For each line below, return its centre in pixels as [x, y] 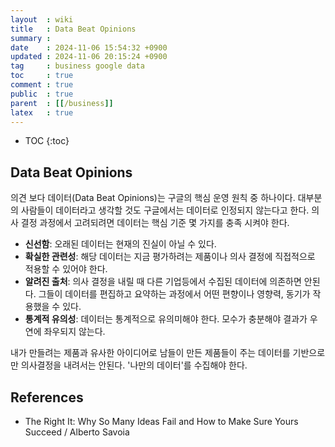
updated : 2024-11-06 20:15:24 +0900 [89, 57]
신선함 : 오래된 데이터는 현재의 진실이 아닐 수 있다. [120, 244]
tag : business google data [77, 66]
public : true [42, 94]
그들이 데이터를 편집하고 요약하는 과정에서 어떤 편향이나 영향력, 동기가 [174, 294]
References [47, 397]
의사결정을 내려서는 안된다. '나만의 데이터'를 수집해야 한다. [134, 365]
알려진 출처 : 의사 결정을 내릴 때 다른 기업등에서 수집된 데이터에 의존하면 [163, 282]
